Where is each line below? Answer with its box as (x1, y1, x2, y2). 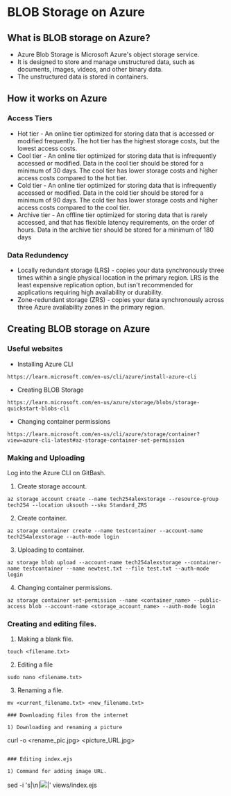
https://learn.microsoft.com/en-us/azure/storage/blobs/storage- (7, 399, 200, 406)
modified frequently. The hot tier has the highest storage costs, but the (17, 136, 220, 145)
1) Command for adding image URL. (7, 768, 108, 775)
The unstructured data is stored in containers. (17, 72, 148, 81)
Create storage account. (17, 481, 87, 491)
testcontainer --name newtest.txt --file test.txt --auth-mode (22, 565, 209, 572)
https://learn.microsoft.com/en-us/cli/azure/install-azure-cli (7, 373, 197, 380)
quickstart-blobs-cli (7, 405, 70, 412)
